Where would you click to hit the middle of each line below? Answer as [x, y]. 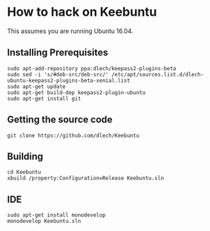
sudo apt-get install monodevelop [57, 215]
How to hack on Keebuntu [82, 12]
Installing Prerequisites [58, 53]
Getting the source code [60, 120]
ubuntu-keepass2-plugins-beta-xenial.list [69, 80]
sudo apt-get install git [44, 98]
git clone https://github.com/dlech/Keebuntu [73, 135]
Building [25, 156]
